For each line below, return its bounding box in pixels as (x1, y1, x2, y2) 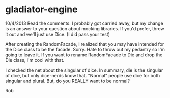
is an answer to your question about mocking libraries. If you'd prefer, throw (5, 25, 164, 31)
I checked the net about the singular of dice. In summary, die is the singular (5, 67, 163, 73)
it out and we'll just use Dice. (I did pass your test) (5, 31, 110, 37)
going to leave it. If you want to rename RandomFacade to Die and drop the (5, 52, 163, 58)
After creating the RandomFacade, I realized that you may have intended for (5, 41, 164, 47)
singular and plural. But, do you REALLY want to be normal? (5, 78, 130, 84)
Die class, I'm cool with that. (5, 57, 65, 63)
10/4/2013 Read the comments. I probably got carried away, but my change (5, 20, 164, 26)
